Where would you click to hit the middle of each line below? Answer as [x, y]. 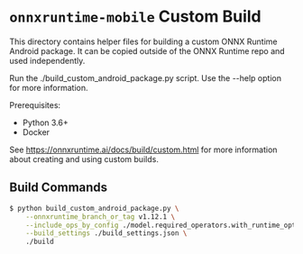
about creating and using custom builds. [84, 159]
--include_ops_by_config [72, 225]
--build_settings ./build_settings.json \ [106, 233]
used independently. [47, 60]
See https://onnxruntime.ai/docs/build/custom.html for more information [143, 150]
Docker [36, 132]
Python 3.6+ [46, 122]
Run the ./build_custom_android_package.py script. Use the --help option [146, 77]
